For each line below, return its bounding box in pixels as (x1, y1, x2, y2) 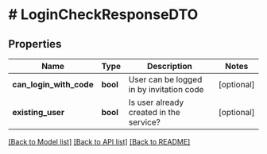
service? (128, 117, 161, 128)
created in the (128, 107, 180, 117)
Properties (8, 37, 62, 51)
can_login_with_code (12, 79, 94, 90)
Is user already (128, 97, 184, 108)
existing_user (12, 107, 65, 117)
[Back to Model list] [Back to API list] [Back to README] (8, 137, 191, 146)
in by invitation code (128, 84, 204, 94)
